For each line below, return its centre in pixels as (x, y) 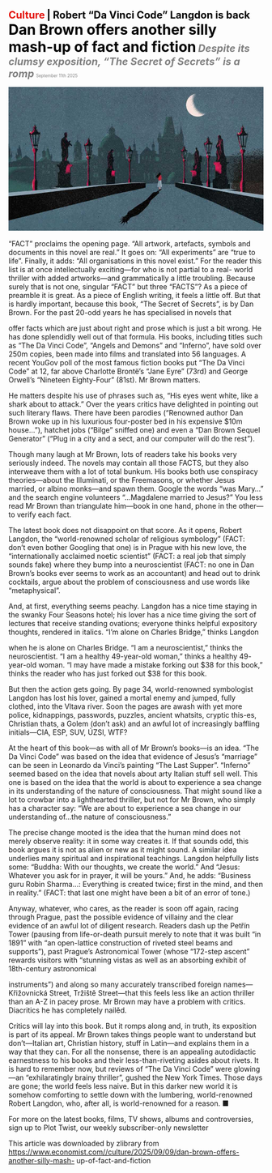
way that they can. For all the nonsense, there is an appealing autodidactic (132, 1051)
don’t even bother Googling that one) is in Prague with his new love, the (127, 547)
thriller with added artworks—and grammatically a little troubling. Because (132, 278)
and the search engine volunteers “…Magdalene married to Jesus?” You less (136, 497)
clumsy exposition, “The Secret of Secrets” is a (124, 62)
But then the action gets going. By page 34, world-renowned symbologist (131, 689)
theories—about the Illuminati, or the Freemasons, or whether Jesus (122, 480)
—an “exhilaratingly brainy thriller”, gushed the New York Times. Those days (136, 1077)
